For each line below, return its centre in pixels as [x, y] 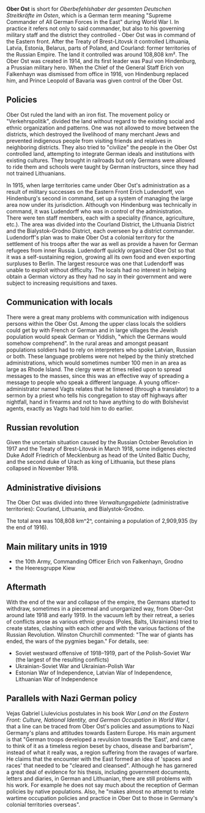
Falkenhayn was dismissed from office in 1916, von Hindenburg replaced [97, 74]
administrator [23, 388]
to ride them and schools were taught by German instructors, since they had [102, 167]
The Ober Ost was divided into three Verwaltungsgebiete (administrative [98, 503]
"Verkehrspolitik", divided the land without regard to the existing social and [100, 121]
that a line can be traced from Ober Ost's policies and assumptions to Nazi [100, 726]
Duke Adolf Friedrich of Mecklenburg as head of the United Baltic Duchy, [98, 455]
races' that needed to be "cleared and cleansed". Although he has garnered [102, 765]
